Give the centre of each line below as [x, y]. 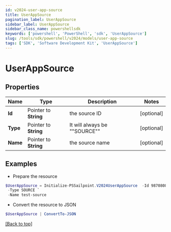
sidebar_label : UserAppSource [37, 24]
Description [102, 101]
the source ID [85, 113]
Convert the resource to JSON [44, 205]
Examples [21, 164]
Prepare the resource [35, 176]
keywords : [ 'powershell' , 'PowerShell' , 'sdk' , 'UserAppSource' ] [76, 34]
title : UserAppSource [28, 15]
